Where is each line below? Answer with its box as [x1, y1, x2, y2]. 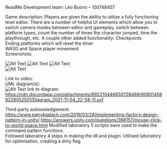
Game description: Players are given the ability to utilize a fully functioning [5, 14, 159, 19]
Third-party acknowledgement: [5, 107, 70, 112]
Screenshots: [5, 51, 33, 57]
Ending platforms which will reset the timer [5, 40, 94, 46]
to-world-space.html [5, 122, 48, 128]
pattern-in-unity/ [5, 117, 40, 123]
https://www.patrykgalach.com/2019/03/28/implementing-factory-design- [5, 112, 159, 118]
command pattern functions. [5, 128, 64, 134]
